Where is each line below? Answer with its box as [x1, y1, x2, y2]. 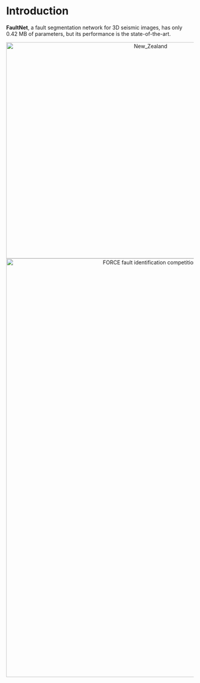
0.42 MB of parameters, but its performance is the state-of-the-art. [6, 30, 171, 37]
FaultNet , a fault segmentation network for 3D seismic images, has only [6, 24, 183, 31]
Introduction [6, 4, 69, 18]
